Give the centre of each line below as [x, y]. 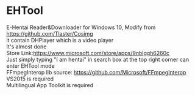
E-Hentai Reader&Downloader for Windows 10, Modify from [81, 27]
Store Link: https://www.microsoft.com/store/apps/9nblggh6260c [88, 53]
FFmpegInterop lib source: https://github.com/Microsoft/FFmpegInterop [96, 72]
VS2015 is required [30, 79]
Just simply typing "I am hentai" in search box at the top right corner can [98, 59]
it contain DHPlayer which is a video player [60, 40]
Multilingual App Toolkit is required [50, 85]
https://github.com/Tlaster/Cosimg [50, 33]
